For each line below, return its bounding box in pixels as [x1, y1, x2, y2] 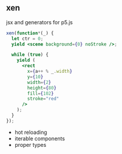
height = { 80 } [27, 85, 57, 91]
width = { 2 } [27, 79, 51, 85]
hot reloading [14, 129, 47, 136]
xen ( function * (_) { [6, 30, 54, 36]
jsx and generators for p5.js [6, 18, 73, 25]
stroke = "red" [27, 96, 60, 102]
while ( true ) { [11, 52, 49, 58]
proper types [14, 141, 47, 148]
